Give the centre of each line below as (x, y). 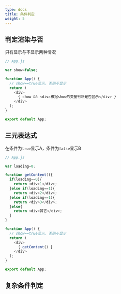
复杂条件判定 (24, 285)
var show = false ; (21, 70)
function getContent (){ (29, 175)
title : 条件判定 (20, 14)
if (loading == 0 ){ (26, 180)
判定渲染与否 (24, 39)
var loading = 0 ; (20, 166)
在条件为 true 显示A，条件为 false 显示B (43, 148)
